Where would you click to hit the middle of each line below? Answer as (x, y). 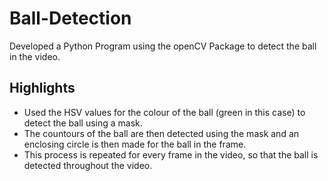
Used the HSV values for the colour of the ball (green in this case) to (164, 112)
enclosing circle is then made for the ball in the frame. (135, 144)
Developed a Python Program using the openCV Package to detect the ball (163, 46)
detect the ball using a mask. (83, 123)
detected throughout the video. (88, 165)
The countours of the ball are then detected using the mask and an (161, 133)
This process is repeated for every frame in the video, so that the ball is (171, 154)
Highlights (42, 88)
